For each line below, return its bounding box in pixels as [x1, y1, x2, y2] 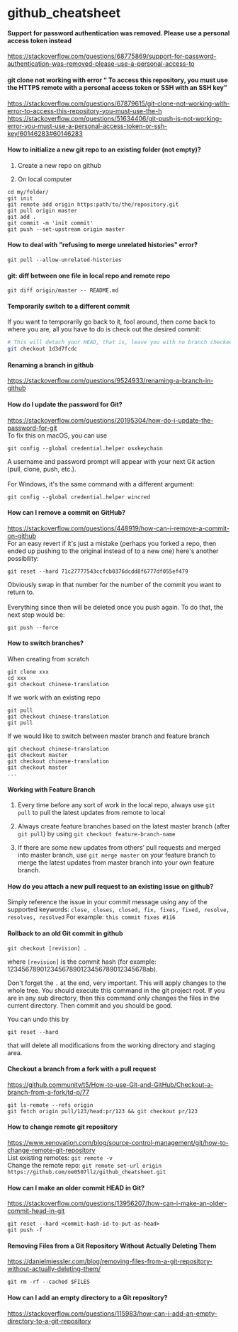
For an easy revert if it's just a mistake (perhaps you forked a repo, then [7, 539, 217, 547]
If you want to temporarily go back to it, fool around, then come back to [7, 317, 216, 326]
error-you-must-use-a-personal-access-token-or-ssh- [7, 122, 168, 130]
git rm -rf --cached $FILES [7, 1278, 91, 1286]
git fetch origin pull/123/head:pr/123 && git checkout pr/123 [7, 1108, 198, 1115]
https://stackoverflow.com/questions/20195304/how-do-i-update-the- [7, 416, 214, 424]
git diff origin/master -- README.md [7, 287, 119, 295]
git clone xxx [7, 668, 50, 676]
